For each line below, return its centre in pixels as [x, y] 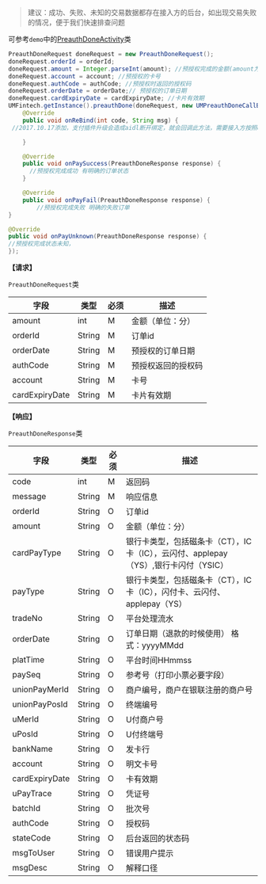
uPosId [25, 734]
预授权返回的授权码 [167, 366]
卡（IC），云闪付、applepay [177, 553]
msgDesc [30, 868]
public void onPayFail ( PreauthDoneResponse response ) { [117, 200]
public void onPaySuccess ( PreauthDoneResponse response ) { [122, 164]
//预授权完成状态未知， [42, 244]
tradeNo [28, 618]
